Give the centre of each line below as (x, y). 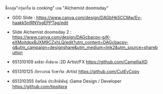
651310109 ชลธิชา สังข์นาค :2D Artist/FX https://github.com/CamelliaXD (80, 62)
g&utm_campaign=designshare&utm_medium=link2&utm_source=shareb (85, 47)
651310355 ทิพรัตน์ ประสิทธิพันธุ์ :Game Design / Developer (67, 81)
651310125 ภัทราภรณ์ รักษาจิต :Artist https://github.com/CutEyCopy (76, 71)
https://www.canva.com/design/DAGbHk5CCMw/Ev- (89, 18)
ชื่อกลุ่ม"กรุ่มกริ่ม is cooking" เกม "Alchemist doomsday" (57, 8)
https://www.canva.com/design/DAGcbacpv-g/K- (61, 37)
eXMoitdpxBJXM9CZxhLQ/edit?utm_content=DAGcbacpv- (70, 42)
